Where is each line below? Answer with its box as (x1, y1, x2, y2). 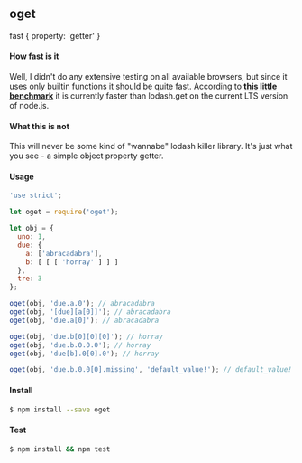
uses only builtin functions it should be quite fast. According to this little (9, 80, 278, 92)
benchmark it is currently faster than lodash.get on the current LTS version (9, 90, 288, 101)
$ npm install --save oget (9, 405, 111, 414)
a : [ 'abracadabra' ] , (25, 249, 103, 258)
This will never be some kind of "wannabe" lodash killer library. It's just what (9, 141, 293, 152)
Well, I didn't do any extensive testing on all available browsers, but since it (9, 71, 288, 82)
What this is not (9, 120, 70, 131)
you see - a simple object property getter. (9, 150, 164, 161)
